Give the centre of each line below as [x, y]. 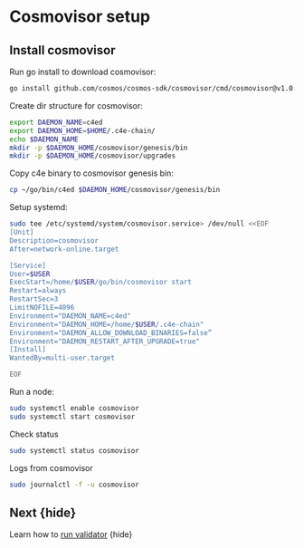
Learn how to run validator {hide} [71, 534]
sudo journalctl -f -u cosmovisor [75, 485]
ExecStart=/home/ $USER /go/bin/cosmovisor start [101, 283]
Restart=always [38, 291]
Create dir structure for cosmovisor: [76, 105]
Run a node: [32, 392]
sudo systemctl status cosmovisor [75, 450]
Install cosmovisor [62, 50]
